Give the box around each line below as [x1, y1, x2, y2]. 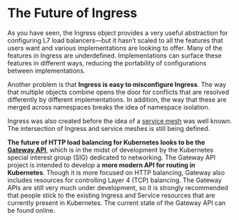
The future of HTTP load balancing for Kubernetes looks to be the [7, 137, 205, 147]
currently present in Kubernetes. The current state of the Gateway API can [7, 198, 226, 207]
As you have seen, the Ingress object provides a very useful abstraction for [7, 28, 228, 37]
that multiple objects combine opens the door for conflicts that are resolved [7, 88, 230, 96]
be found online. [7, 206, 56, 214]
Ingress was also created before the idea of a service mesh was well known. [7, 116, 232, 125]
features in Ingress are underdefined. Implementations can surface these [7, 51, 223, 60]
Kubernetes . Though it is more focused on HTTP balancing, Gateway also [7, 168, 225, 177]
